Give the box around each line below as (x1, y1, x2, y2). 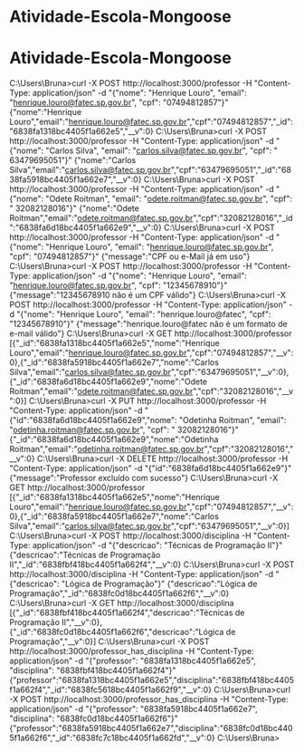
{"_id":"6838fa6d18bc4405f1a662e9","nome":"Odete (9, 376, 208, 387)
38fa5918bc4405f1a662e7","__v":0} (9, 174, 142, 185)
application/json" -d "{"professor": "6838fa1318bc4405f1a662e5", (9, 655, 256, 667)
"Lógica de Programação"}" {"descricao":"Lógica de (61, 578, 258, 590)
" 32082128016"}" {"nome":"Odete (9, 203, 140, 214)
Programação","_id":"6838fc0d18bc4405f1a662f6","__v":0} (9, 588, 230, 599)
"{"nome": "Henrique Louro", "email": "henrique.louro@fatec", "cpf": (16, 309, 271, 320)
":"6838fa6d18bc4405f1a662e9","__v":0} (9, 222, 163, 233)
